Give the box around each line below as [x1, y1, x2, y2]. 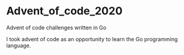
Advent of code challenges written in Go [6, 24, 107, 31]
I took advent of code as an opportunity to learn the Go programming [6, 35, 178, 42]
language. [6, 42, 31, 49]
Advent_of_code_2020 [6, 4, 122, 18]
